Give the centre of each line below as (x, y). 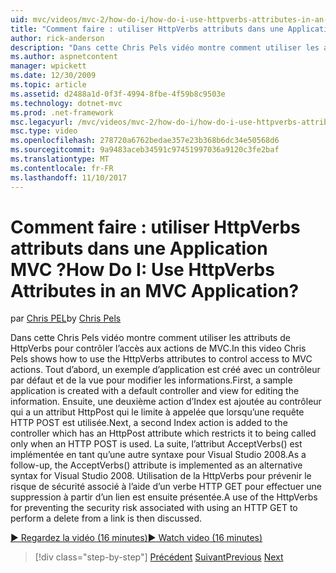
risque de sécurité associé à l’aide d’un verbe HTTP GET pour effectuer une (166, 487)
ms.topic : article (48, 85)
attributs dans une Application (139, 248)
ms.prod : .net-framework (62, 112)
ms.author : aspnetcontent (64, 57)
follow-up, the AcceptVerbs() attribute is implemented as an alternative (156, 465)
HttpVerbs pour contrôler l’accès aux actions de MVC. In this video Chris (158, 348)
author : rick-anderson (57, 38)
